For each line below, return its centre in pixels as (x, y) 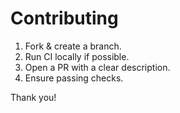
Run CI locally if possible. (77, 56)
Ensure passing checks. (74, 78)
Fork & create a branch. (73, 46)
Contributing (64, 18)
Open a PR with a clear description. (97, 67)
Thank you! (33, 97)
